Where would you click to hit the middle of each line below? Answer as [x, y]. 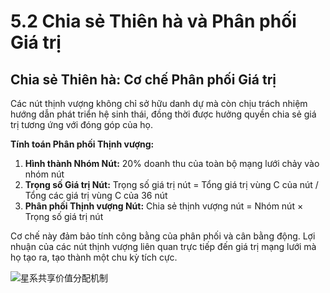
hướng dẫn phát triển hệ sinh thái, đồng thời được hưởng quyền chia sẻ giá [163, 114]
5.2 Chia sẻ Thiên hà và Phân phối [153, 21]
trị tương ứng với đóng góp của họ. [82, 124]
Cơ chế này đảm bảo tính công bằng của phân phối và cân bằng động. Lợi [163, 236]
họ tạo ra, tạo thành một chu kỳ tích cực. [94, 257]
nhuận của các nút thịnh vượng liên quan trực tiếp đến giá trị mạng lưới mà [163, 246]
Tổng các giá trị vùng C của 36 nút [96, 195]
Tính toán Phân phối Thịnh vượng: [82, 144]
